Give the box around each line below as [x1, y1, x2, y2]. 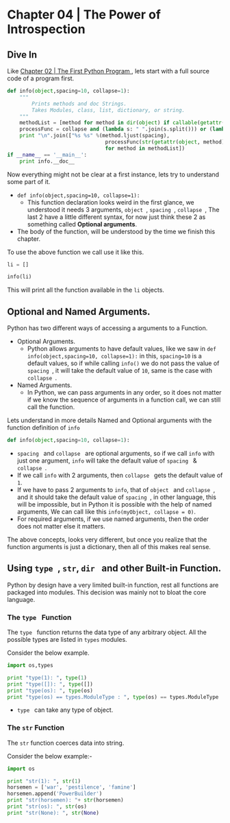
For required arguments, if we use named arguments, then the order [16, 515, 209, 523]
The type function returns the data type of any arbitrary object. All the [7, 628, 207, 636]
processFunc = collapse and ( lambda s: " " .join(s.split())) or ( [19, 126, 213, 133]
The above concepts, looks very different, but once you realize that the [7, 535, 207, 544]
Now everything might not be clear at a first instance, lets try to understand [7, 170, 220, 178]
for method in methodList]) [105, 145, 186, 152]
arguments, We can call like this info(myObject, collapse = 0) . [16, 507, 196, 515]
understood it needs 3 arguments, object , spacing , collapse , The [27, 205, 220, 213]
